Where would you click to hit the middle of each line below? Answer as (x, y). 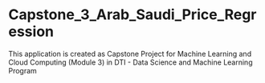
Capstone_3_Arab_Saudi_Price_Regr (132, 15)
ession (31, 32)
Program (23, 70)
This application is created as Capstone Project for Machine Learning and (130, 53)
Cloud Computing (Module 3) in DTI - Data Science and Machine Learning (130, 62)
